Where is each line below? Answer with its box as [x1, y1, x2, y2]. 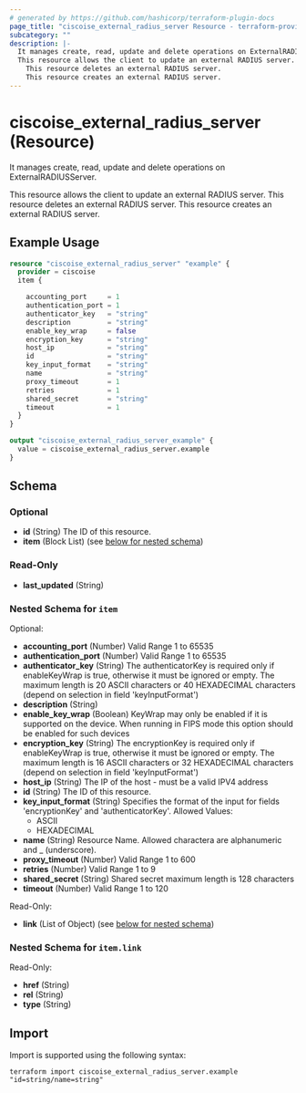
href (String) [22, 980, 70, 991]
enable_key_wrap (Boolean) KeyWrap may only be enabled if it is [22, 709, 269, 720]
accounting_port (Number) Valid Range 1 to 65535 [22, 640, 214, 652]
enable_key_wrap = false [25, 326, 137, 336]
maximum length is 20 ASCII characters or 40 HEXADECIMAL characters [22, 680, 296, 691]
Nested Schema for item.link [9, 941, 142, 953]
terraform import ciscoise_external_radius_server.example [9, 1067, 239, 1077]
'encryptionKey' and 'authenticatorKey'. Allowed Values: [22, 806, 234, 817]
